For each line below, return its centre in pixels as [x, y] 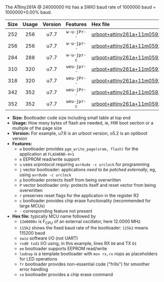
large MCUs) [32, 206]
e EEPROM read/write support [49, 159]
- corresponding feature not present [56, 211]
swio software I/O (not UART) [49, 238]
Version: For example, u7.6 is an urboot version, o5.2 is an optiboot [80, 133]
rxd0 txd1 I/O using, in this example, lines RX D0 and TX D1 [78, 243]
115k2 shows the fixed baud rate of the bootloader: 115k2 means [84, 228]
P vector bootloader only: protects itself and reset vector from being [88, 185]
